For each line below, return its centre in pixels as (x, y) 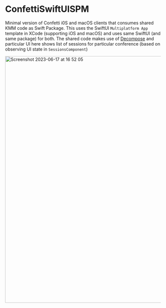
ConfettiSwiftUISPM (47, 9)
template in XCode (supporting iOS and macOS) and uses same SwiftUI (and (83, 33)
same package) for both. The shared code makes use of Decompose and (80, 39)
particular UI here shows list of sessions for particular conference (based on (83, 44)
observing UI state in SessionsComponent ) (46, 49)
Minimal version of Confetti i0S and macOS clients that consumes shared (80, 23)
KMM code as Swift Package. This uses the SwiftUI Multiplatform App (77, 28)
